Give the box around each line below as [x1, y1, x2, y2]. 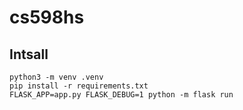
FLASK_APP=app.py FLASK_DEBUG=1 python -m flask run [9, 90, 234, 100]
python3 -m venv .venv [9, 72, 104, 82]
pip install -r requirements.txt [9, 81, 149, 91]
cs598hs [9, 6, 85, 29]
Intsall [9, 46, 49, 63]
